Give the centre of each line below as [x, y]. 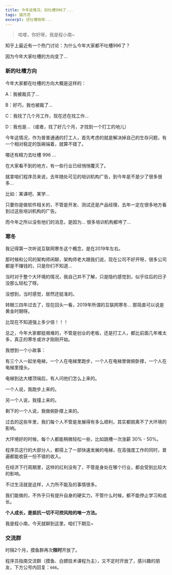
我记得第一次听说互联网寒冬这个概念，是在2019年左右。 [64, 248]
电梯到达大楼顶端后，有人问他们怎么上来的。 [52, 378]
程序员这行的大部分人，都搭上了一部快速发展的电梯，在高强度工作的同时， [84, 450]
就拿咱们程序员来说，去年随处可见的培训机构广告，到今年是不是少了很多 [81, 176]
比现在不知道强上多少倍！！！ [37, 322]
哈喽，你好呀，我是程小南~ [46, 35]
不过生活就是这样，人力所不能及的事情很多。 [52, 484]
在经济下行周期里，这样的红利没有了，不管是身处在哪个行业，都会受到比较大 [86, 467]
